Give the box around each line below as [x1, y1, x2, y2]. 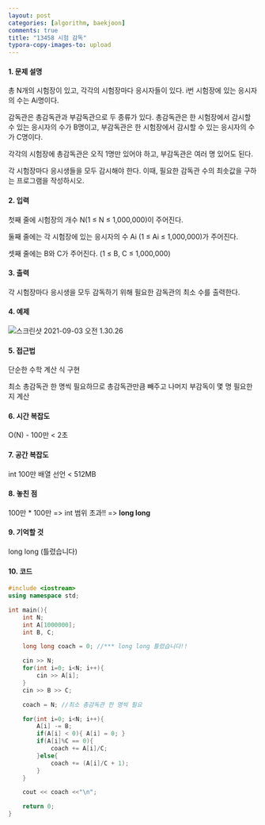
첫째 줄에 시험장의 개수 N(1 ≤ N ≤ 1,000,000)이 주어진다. [8, 215, 184, 224]
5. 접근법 [8, 346, 36, 355]
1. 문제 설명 [8, 67, 43, 76]
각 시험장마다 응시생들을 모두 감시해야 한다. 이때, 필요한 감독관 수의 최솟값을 [8, 166, 243, 175]
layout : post [8, 11, 51, 20]
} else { [36, 751, 59, 760]
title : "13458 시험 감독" [8, 33, 87, 42]
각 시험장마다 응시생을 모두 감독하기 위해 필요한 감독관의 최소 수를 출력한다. [8, 287, 240, 297]
